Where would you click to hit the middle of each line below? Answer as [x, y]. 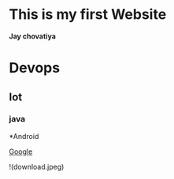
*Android [24, 136]
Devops [35, 68]
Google [21, 152]
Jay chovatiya [32, 36]
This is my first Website [88, 15]
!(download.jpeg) [37, 166]
